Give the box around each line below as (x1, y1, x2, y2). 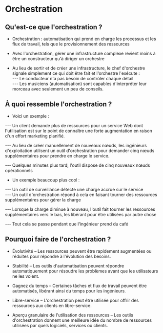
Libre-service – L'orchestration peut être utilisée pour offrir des (12, 297, 139, 303)
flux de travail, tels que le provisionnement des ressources (12, 41, 130, 47)
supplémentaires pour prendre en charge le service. (5, 153, 110, 158)
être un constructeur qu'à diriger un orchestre (12, 56, 105, 62)
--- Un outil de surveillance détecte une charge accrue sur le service (5, 186, 143, 192)
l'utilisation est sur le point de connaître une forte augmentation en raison (5, 128, 152, 133)
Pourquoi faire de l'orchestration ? (5, 235, 111, 244)
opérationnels (5, 167, 33, 173)
